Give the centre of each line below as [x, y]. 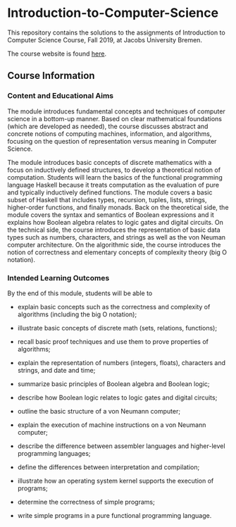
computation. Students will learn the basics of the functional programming [115, 177]
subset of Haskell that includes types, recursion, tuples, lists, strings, [107, 199]
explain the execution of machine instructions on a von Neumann [112, 425]
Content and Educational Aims [61, 96]
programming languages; [54, 453]
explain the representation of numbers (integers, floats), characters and [122, 362]
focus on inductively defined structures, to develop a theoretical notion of [114, 170]
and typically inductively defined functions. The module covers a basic [110, 192]
